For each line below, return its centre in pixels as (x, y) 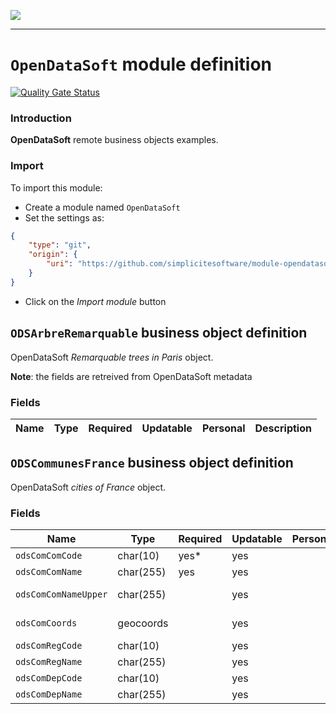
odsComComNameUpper (61, 594)
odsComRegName (49, 661)
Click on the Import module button (95, 301)
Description (283, 428)
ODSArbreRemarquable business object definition (159, 333)
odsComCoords (46, 623)
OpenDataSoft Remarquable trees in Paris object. (112, 357)
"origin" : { (53, 255)
